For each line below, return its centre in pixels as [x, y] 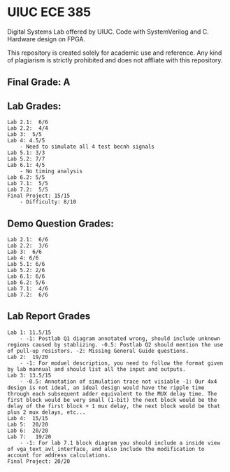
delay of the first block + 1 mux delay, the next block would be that [114, 406]
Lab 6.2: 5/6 [26, 282]
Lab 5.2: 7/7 [26, 159]
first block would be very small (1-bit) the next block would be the [112, 400]
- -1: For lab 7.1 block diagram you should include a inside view [120, 443]
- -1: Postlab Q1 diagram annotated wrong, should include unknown [120, 338]
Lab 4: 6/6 [23, 258]
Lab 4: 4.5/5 [26, 141]
